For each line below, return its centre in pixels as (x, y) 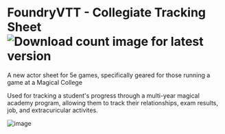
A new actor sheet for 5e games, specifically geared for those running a (109, 75)
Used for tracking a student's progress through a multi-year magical (104, 95)
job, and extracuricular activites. (52, 110)
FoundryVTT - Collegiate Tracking (107, 13)
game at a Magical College (45, 82)
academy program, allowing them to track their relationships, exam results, (113, 103)
